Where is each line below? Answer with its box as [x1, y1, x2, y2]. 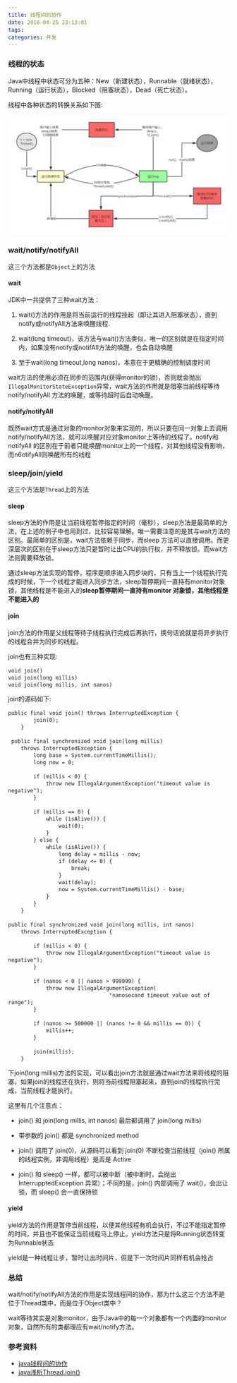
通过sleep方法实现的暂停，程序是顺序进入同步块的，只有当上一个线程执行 [8, 569, 221, 577]
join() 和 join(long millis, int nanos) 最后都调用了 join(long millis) [18, 1116, 202, 1125]
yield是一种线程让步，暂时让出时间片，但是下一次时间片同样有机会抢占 [8, 1253, 214, 1262]
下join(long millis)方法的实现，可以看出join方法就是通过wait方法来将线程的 [8, 1068, 223, 1077]
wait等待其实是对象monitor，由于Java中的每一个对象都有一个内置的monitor [8, 1314, 227, 1322]
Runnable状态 [13, 1238, 54, 1247]
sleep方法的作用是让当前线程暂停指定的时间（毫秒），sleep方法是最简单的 [8, 519, 222, 527]
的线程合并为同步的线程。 [8, 637, 83, 646]
